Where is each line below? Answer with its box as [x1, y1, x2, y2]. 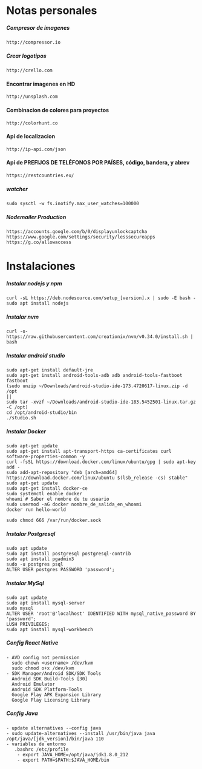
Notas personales [6, 4, 97, 18]
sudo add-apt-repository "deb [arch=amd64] [6, 469, 118, 475]
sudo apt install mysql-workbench [6, 626, 94, 632]
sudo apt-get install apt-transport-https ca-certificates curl [6, 448, 172, 454]
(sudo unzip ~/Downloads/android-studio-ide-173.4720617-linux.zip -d [6, 383, 188, 389]
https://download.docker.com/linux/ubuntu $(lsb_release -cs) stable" [6, 475, 188, 481]
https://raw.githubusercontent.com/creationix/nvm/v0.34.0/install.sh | [6, 334, 194, 340]
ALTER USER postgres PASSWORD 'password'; [6, 566, 115, 572]
